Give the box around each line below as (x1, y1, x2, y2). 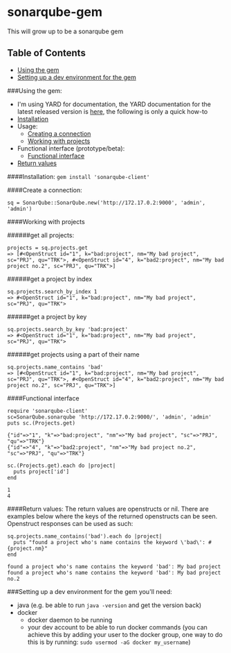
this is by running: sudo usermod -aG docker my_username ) (27, 638, 191, 646)
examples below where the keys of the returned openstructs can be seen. (7, 511, 218, 520)
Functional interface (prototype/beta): (17, 144, 125, 153)
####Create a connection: (7, 185, 82, 194)
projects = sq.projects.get (7, 244, 89, 251)
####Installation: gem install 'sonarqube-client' (7, 172, 150, 180)
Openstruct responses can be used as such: (7, 519, 133, 527)
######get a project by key (7, 312, 87, 321)
